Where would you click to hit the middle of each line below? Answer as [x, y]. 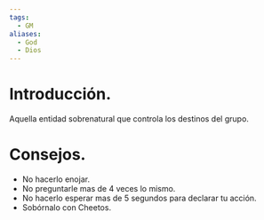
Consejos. [48, 155]
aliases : [25, 34]
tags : [19, 17]
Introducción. [60, 94]
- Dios [29, 51]
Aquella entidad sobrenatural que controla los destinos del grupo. [129, 119]
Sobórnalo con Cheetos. [67, 208]
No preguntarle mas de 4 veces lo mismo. [99, 189]
